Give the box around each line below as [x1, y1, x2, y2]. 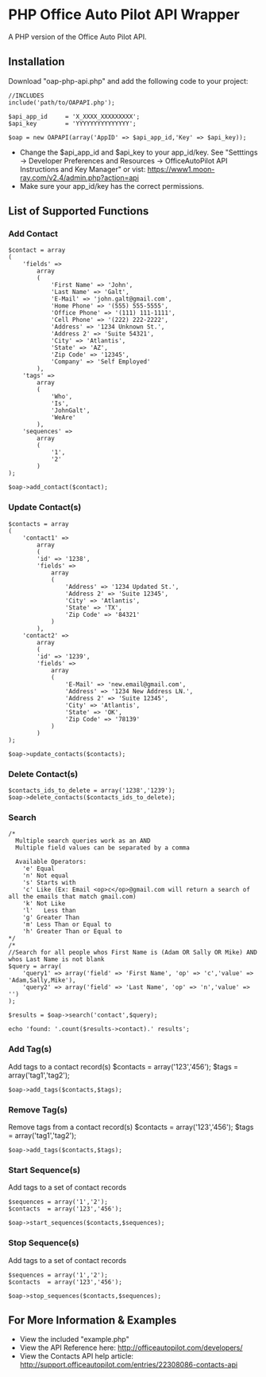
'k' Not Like [22, 900, 66, 908]
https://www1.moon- [147, 164, 215, 174]
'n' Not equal [22, 872, 69, 880]
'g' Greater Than [22, 914, 80, 922]
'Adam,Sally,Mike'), [8, 976, 77, 985]
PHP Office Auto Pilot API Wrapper [8, 6, 240, 24]
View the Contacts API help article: [19, 1351, 133, 1361]
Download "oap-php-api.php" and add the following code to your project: [8, 76, 249, 85]
